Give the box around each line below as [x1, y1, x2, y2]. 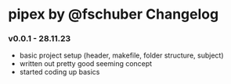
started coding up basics [19, 68, 100, 77]
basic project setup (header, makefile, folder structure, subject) [19, 51, 224, 60]
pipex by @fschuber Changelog [8, 5, 219, 23]
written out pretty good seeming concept [19, 59, 153, 68]
